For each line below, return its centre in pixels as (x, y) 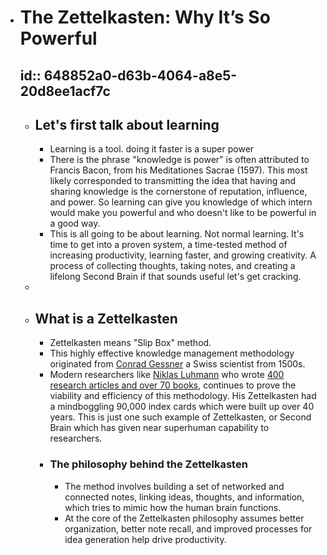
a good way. (75, 223)
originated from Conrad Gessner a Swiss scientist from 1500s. (177, 364)
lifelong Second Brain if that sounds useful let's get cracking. (175, 277)
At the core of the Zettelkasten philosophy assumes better (184, 518)
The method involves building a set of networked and (174, 486)
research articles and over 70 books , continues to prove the (173, 385)
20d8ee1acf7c (65, 91)
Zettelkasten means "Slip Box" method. (130, 343)
